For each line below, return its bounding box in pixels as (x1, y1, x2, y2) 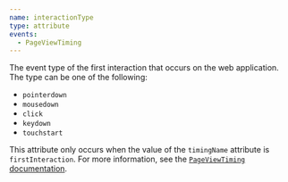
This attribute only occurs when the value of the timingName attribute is (9, 145, 270, 155)
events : (9, 29, 38, 38)
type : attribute (9, 21, 70, 30)
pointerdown (21, 91, 67, 100)
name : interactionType (9, 12, 94, 22)
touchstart (21, 128, 64, 138)
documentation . (9, 163, 68, 174)
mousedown (21, 100, 60, 110)
